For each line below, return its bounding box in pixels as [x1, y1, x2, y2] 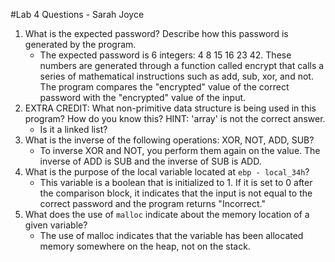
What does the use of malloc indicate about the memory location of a [24, 209, 310, 220]
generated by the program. [24, 39, 137, 50]
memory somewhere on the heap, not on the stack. [39, 240, 251, 252]
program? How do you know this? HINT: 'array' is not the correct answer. [24, 113, 326, 124]
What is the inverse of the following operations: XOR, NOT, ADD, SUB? [24, 134, 315, 146]
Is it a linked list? [39, 124, 108, 135]
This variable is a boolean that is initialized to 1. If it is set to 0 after [39, 177, 313, 188]
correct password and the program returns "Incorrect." [39, 198, 266, 209]
